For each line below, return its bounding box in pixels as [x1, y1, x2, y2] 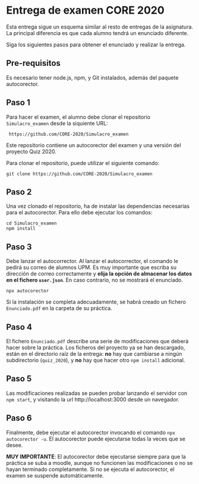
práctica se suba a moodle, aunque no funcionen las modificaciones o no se [6, 459, 193, 466]
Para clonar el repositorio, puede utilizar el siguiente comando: [6, 159, 160, 166]
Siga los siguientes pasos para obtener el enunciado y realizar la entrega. [6, 41, 186, 48]
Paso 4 [6, 322, 33, 332]
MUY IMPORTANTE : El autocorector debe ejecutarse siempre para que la [6, 453, 186, 460]
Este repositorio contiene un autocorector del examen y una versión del [6, 141, 181, 148]
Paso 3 [6, 242, 32, 252]
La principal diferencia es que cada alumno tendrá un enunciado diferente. [6, 29, 189, 36]
